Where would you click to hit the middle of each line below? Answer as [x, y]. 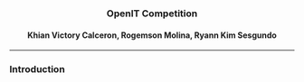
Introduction [37, 69]
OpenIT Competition [152, 14]
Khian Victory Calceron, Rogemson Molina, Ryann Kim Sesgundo [152, 35]
